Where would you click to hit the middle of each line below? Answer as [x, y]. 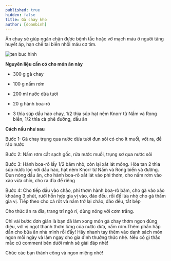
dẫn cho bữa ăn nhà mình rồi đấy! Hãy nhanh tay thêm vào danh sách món [84, 232]
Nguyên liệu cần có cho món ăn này [44, 64]
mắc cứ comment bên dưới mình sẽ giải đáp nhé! [57, 243]
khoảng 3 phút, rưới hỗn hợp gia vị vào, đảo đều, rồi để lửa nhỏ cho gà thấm [85, 196]
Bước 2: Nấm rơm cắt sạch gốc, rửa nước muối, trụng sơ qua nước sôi [79, 155]
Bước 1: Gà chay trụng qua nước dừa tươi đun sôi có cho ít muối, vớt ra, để [83, 139]
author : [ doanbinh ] [26, 24]
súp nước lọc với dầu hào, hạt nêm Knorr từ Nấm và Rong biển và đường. [82, 170]
